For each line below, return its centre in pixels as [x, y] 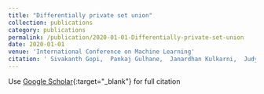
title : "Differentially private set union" [81, 15]
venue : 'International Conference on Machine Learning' [101, 52]
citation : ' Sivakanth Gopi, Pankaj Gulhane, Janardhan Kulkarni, [123, 60]
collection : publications [50, 23]
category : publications [47, 30]
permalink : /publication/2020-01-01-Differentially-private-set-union [126, 37]
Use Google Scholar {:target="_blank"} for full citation [94, 81]
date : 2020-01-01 [37, 45]
